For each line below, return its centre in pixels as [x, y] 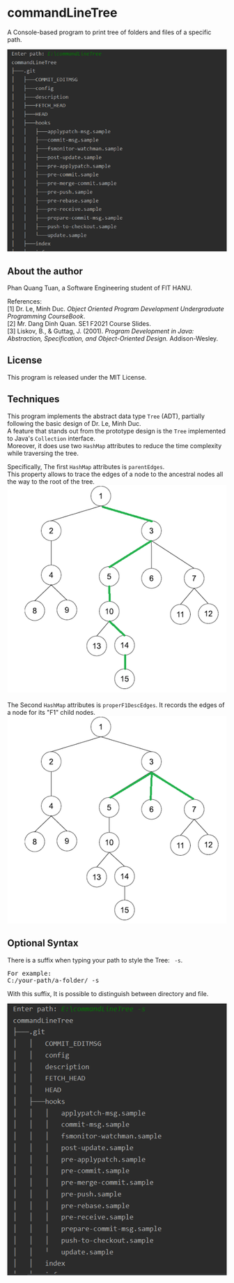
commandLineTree [62, 13]
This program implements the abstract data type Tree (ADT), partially [106, 416]
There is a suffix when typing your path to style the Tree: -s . [95, 960]
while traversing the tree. [43, 453]
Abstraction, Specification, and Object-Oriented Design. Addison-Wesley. [113, 339]
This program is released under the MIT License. [77, 377]
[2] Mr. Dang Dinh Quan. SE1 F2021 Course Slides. [79, 324]
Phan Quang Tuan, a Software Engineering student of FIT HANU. [100, 288]
